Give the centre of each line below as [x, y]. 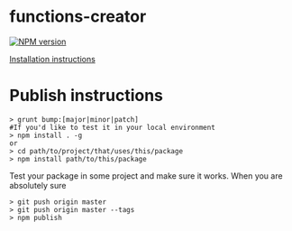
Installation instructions [53, 59]
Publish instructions [87, 96]
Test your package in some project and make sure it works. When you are [146, 176]
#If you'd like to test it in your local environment [113, 127]
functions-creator [78, 17]
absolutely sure [38, 185]
